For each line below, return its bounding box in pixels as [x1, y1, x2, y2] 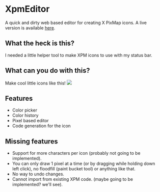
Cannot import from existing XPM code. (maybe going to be [12, 176, 133, 182]
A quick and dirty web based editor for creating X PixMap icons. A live [5, 20, 147, 26]
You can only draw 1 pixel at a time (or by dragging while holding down [12, 161, 156, 166]
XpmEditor [5, 3, 50, 15]
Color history [12, 112, 39, 118]
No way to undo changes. [12, 171, 65, 177]
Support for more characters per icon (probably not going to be [12, 150, 141, 156]
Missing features [5, 137, 58, 145]
